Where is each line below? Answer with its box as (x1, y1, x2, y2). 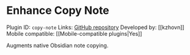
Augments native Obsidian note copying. (6, 42, 109, 49)
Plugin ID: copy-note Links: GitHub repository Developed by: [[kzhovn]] (6, 24, 185, 31)
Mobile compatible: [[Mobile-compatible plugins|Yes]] (6, 30, 142, 37)
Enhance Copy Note (6, 4, 110, 18)
